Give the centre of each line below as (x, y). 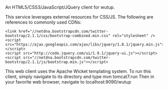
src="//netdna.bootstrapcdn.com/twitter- (67, 57)
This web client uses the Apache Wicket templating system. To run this (78, 71)
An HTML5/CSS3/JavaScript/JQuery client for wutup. (60, 7)
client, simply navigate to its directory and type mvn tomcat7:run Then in (80, 76)
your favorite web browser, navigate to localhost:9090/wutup (68, 82)
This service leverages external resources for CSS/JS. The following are (79, 17)
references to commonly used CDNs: (43, 22)
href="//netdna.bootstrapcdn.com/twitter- (63, 31)
